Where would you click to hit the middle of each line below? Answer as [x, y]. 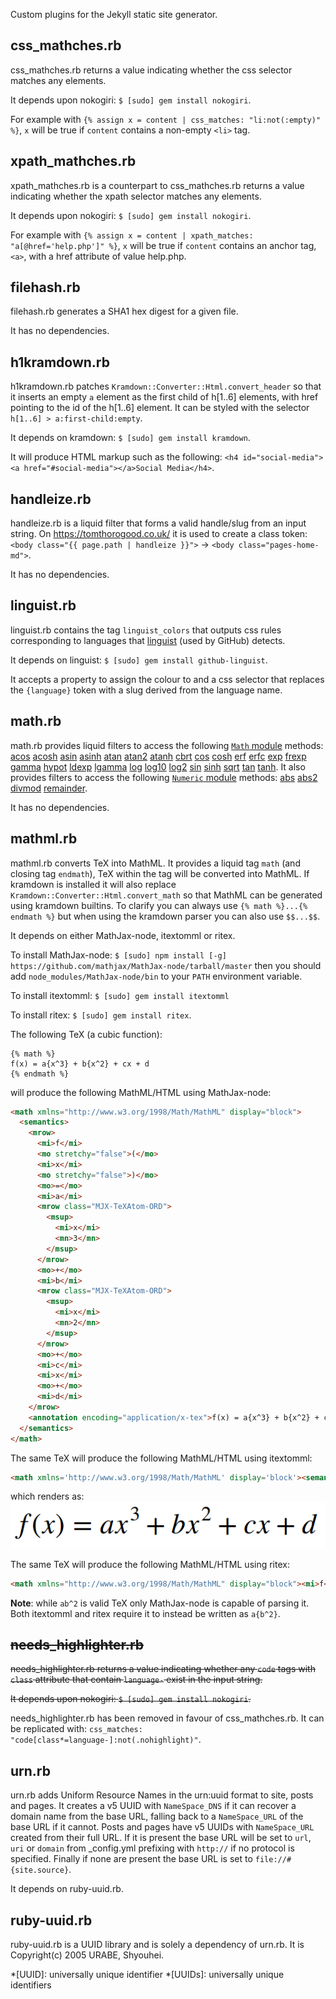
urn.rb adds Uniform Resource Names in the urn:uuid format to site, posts [162, 1795]
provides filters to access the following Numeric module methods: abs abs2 [164, 777]
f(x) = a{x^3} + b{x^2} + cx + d [80, 1064]
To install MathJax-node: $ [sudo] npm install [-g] [118, 955]
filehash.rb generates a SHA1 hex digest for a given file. [124, 311]
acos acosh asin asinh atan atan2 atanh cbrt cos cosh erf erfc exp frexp [158, 756]
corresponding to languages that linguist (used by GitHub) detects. [148, 640]
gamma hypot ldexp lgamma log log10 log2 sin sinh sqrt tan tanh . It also [158, 766]
